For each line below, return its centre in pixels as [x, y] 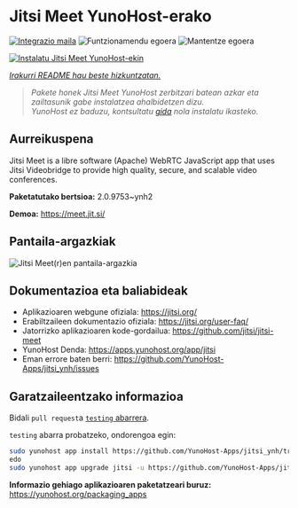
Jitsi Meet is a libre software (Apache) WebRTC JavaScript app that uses [142, 160]
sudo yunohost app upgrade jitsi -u [77, 467]
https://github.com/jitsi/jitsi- [223, 331]
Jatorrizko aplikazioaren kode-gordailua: [96, 331]
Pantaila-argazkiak [63, 242]
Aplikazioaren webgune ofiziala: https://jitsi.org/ [110, 312]
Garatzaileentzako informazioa [96, 396]
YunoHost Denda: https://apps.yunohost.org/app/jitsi [118, 350]
